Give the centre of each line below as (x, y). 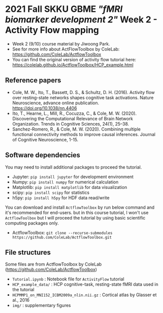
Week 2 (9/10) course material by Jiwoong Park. (61, 44)
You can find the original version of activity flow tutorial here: (74, 59)
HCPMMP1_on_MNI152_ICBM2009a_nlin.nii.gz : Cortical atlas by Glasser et (84, 295)
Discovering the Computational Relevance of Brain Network (73, 118)
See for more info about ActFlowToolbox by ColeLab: (66, 49)
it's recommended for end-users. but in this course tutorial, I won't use (77, 212)
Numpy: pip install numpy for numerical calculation (65, 182)
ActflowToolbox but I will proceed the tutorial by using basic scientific (75, 218)
